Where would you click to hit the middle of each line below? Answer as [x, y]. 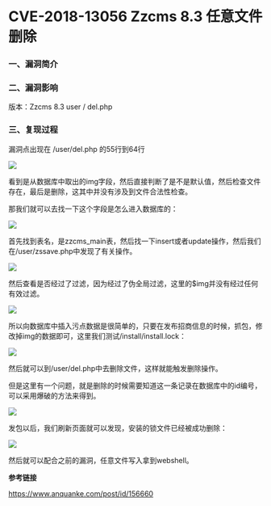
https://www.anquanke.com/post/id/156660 [81, 493]
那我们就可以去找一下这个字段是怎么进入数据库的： [93, 209]
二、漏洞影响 [33, 88]
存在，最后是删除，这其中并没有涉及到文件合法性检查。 [100, 192]
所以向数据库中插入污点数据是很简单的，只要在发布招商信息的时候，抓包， [132, 326]
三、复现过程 [33, 130]
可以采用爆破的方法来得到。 [54, 395]
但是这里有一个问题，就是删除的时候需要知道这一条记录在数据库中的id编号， [135, 386]
